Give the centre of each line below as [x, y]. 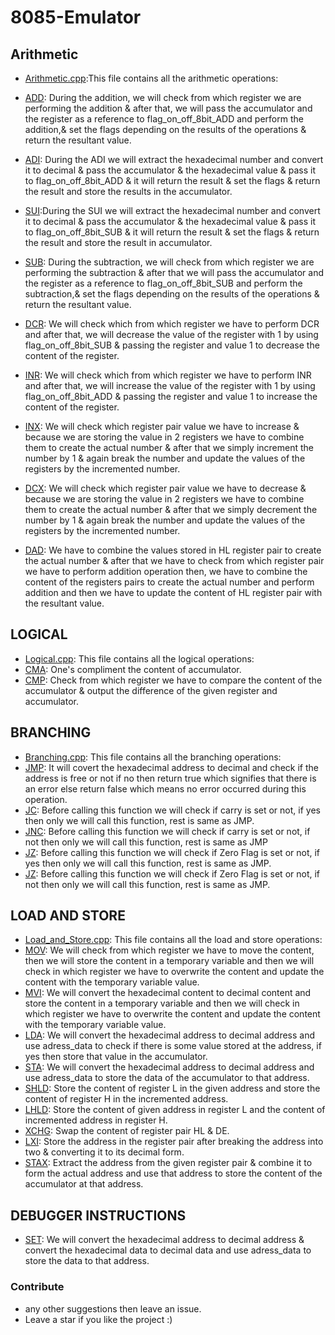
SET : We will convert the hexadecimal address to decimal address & [164, 1240]
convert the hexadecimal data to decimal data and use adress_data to [168, 1250]
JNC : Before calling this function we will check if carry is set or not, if [167, 831]
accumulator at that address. [84, 1184]
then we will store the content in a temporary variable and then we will [169, 961]
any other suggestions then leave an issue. [113, 1308]
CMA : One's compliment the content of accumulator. [133, 669]
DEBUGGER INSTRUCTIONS [98, 1215]
